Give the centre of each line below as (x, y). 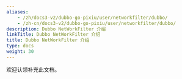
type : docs (20, 46)
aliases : (17, 12)
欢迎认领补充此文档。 (33, 69)
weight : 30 (20, 52)
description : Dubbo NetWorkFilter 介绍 (56, 29)
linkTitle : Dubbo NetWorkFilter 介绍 (53, 35)
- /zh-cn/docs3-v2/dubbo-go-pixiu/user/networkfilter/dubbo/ (96, 23)
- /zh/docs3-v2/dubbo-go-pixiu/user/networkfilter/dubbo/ (93, 18)
